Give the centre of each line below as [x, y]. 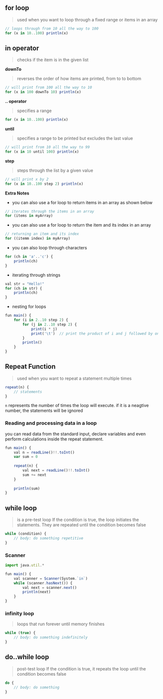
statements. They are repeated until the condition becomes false [81, 525]
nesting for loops [29, 307]
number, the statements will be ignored [44, 411]
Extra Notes [17, 193]
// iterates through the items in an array [50, 211]
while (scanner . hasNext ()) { [43, 583]
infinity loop [20, 614]
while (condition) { [26, 534]
